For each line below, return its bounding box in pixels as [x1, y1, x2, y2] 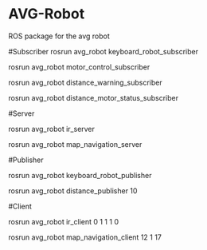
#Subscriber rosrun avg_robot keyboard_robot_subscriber [8, 46, 199, 56]
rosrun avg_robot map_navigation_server [8, 139, 143, 149]
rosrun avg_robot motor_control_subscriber [8, 62, 150, 72]
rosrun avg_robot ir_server [8, 124, 96, 133]
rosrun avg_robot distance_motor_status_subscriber [8, 93, 179, 102]
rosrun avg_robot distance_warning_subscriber [8, 77, 163, 87]
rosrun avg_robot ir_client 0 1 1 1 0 [8, 216, 119, 226]
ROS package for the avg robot [8, 31, 110, 41]
